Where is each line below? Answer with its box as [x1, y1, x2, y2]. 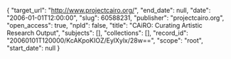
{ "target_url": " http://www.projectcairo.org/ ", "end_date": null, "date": [6, 6, 211, 14]
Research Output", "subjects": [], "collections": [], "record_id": [6, 28, 189, 37]
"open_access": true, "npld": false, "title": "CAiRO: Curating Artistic [6, 21, 203, 29]
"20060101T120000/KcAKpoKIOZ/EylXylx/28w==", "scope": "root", [6, 36, 203, 45]
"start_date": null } [6, 44, 60, 52]
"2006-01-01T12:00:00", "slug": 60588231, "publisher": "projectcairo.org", [6, 14, 225, 22]
